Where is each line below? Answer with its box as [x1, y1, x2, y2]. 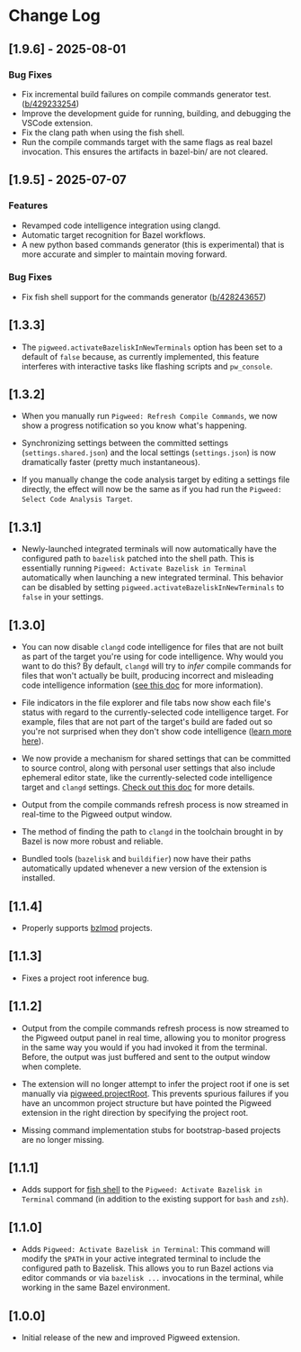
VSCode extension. [21, 117, 93, 128]
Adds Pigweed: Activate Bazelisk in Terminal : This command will [21, 1244, 270, 1255]
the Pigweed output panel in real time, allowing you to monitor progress [21, 1032, 287, 1043]
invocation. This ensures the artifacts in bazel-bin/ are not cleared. [21, 146, 269, 157]
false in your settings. [21, 591, 104, 602]
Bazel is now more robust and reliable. [21, 836, 164, 847]
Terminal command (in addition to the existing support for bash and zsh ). [21, 1193, 289, 1204]
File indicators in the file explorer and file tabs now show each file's [21, 698, 271, 708]
